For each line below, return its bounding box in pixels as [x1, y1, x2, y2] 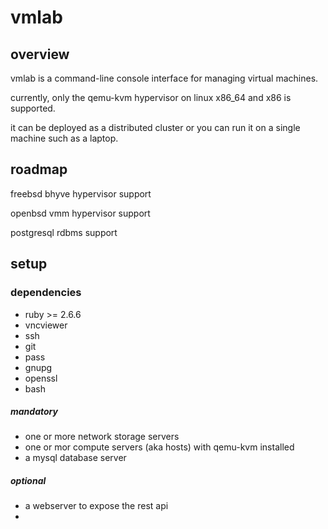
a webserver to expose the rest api [24, 500, 169, 512]
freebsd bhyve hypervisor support [10, 187, 152, 200]
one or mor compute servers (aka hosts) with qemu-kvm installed [24, 441, 295, 453]
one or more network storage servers [24, 431, 180, 443]
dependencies [10, 286, 82, 300]
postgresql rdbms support [10, 226, 118, 238]
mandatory [10, 406, 58, 418]
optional [10, 475, 47, 487]
